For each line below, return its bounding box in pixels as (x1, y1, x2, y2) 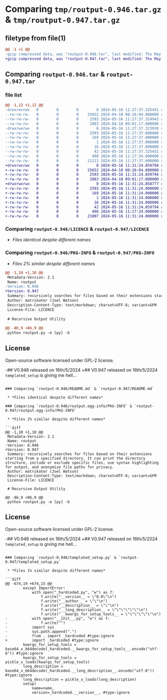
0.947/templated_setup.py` (5, 559, 61, 564)
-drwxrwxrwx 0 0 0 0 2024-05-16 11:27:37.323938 (5, 126, 159, 131)
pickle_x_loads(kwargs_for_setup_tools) (5, 659, 90, 665)
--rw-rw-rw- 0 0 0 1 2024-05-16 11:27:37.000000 (5, 140, 159, 145)
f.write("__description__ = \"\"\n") (40, 603, 119, 608)
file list (5, 91, 22, 98)
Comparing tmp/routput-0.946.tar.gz (5, 3, 162, 15)
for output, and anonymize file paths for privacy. (5, 464, 114, 470)
